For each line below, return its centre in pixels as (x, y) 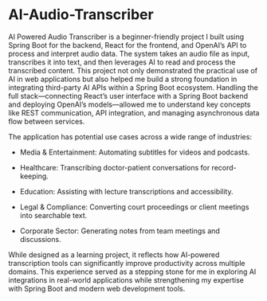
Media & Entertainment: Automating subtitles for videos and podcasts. (135, 152)
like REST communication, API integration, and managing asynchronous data (134, 112)
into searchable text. (53, 215)
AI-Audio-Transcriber (81, 15)
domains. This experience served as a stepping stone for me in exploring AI (132, 272)
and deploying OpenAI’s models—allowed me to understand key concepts (130, 104)
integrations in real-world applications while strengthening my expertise (126, 279)
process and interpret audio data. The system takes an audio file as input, (129, 53)
